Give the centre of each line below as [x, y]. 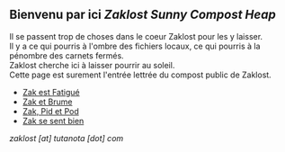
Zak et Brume [47, 102]
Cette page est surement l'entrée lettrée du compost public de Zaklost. [140, 75]
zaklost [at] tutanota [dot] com [67, 138]
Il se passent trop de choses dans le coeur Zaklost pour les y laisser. [136, 36]
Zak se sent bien [53, 121]
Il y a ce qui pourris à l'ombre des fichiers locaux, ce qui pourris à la [135, 46]
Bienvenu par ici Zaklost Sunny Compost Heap [142, 15]
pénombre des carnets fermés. [67, 55]
